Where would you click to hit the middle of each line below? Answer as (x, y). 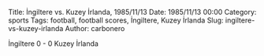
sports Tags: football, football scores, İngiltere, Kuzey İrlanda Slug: (116, 20)
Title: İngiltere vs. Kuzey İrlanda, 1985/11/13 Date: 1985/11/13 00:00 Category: (132, 12)
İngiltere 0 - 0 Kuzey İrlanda (53, 44)
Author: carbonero (95, 28)
